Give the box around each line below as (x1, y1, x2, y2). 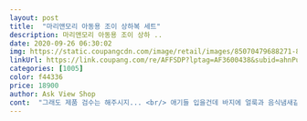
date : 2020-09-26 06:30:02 (9, 38, 112, 48)
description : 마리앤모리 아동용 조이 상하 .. (9, 30, 163, 39)
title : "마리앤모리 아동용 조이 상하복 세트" (9, 22, 162, 31)
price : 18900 (9, 81, 59, 90)
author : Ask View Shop (9, 89, 96, 98)
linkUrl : (9, 55, 43, 65)
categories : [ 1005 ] (9, 65, 84, 74)
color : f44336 (9, 73, 64, 82)
